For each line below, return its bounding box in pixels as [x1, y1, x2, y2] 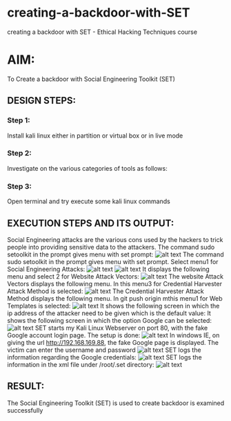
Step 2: [7, 149, 32, 158]
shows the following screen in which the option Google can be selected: [7, 316, 212, 324]
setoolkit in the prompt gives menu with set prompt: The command [7, 250, 224, 259]
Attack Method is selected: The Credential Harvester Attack [7, 287, 205, 295]
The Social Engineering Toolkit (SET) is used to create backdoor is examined [7, 399, 225, 407]
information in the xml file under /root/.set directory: [7, 360, 154, 368]
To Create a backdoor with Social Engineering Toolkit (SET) [7, 75, 176, 83]
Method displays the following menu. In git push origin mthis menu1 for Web [7, 294, 223, 302]
